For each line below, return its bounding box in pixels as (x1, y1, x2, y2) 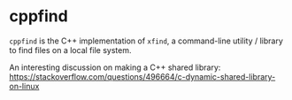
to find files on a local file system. (9, 44, 132, 55)
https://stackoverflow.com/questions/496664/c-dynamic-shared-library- (9, 71, 276, 81)
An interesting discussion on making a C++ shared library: (9, 62, 221, 73)
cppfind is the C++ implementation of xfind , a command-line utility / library (9, 35, 283, 46)
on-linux (9, 81, 40, 91)
